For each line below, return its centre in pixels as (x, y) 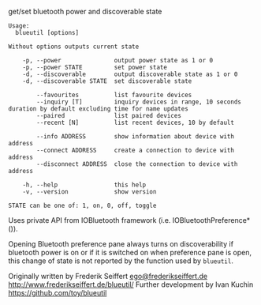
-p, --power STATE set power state (95, 67)
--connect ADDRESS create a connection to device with (136, 150)
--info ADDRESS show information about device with (136, 137)
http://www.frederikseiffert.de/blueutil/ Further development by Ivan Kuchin (131, 284)
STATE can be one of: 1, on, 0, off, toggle (82, 205)
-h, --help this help (84, 185)
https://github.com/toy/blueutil (58, 293)
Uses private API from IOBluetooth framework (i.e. (89, 220)
